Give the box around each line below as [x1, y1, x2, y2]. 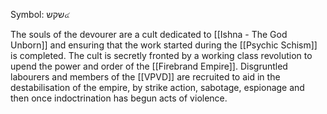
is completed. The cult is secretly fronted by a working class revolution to [10, 50, 313, 61]
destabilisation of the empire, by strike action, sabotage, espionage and [10, 82, 305, 93]
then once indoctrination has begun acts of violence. [10, 92, 228, 104]
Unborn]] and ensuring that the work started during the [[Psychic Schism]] [10, 39, 318, 51]
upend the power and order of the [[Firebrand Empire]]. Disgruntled [10, 60, 288, 72]
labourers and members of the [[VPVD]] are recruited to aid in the [10, 71, 281, 83]
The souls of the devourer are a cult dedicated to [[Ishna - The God [10, 29, 288, 40]
